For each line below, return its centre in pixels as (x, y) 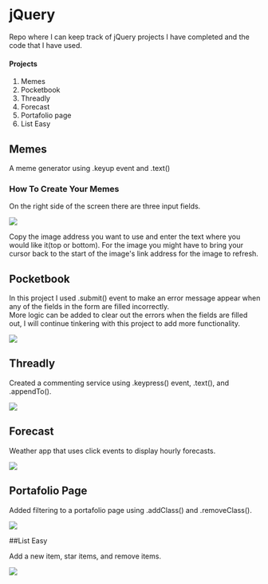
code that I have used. (46, 45)
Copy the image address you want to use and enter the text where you (125, 236)
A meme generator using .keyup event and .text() (90, 168)
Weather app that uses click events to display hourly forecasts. (112, 451)
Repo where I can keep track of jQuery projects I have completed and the (129, 37)
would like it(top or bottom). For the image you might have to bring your (126, 245)
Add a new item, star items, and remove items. (85, 556)
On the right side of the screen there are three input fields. (105, 206)
